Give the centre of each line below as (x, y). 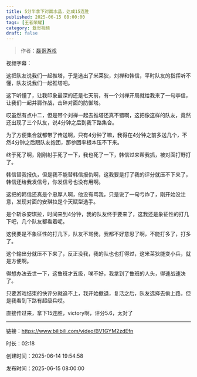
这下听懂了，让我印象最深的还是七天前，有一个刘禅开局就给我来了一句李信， (98, 96)
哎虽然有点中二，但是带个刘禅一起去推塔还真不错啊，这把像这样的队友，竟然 (98, 116)
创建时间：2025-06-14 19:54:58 (45, 356)
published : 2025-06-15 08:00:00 (45, 17)
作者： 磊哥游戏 (38, 51)
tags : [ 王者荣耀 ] (26, 22)
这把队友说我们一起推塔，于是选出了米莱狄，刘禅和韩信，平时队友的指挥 (93, 76)
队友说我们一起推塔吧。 (45, 83)
